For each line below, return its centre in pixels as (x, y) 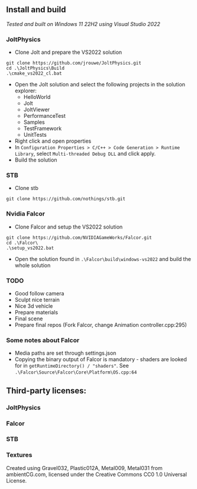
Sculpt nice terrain (37, 300)
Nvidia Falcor (26, 214)
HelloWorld (37, 97)
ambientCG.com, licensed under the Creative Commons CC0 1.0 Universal (97, 474)
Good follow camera (39, 293)
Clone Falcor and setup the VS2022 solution (69, 227)
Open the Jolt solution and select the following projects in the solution (100, 85)
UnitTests (35, 135)
